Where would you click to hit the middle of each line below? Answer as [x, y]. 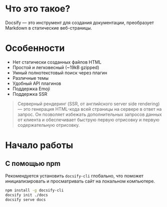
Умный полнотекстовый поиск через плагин [60, 73]
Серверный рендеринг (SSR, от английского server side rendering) [89, 104]
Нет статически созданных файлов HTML [57, 62]
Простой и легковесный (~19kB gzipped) [56, 67]
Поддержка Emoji [31, 89]
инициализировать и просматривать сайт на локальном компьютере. [80, 181]
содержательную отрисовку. [49, 125]
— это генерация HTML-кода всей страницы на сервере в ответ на [90, 109]
